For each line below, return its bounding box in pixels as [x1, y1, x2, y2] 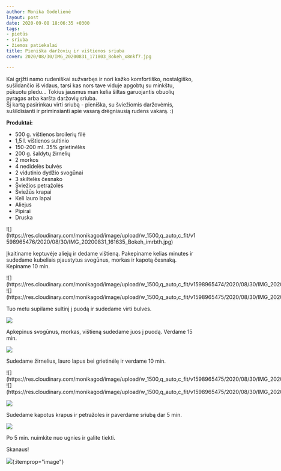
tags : [6, 25, 20, 32]
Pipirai [14, 207, 31, 214]
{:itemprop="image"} [12, 458, 64, 465]
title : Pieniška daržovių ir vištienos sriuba [6, 48, 125, 54]
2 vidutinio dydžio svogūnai [14, 169, 83, 176]
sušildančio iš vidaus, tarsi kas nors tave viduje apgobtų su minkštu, [6, 82, 174, 89]
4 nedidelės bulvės [14, 162, 62, 170]
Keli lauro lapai [14, 194, 52, 202]
